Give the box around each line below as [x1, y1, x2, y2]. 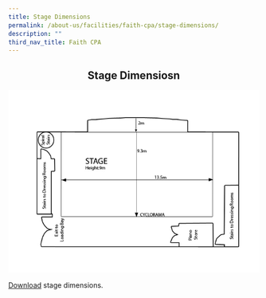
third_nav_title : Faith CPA [8, 38, 102, 46]
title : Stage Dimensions [8, 13, 91, 21]
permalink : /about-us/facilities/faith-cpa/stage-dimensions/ [8, 21, 219, 29]
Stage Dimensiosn [87, 69, 181, 82]
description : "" [8, 29, 62, 37]
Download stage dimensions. [8, 280, 104, 290]
